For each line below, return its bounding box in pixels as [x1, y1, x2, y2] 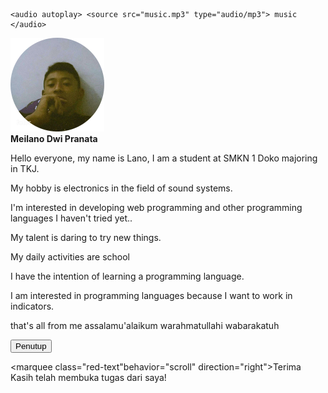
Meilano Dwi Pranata [10, 133, 98, 144]
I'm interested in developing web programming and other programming [10, 202, 303, 213]
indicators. [10, 300, 55, 312]
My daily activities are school [10, 251, 131, 263]
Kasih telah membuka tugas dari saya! [10, 372, 167, 383]
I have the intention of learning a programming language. [10, 270, 245, 282]
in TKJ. [10, 163, 40, 174]
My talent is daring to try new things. [10, 232, 162, 243]
